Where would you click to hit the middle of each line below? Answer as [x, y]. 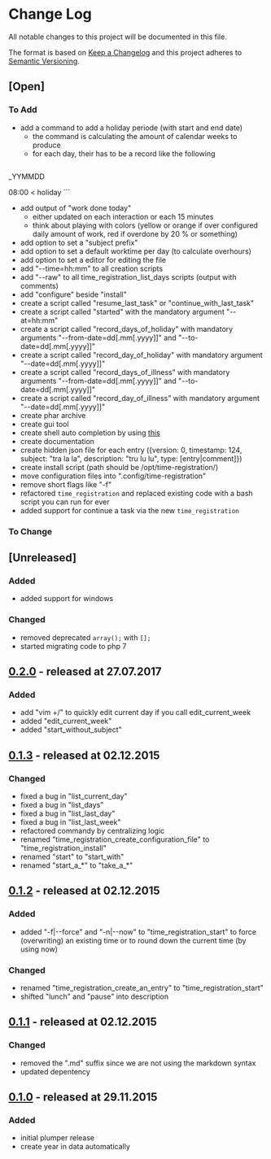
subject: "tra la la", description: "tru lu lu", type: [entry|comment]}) [131, 458]
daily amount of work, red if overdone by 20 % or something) [135, 233]
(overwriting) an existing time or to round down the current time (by [133, 940]
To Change [31, 531]
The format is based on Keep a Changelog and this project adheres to [125, 52]
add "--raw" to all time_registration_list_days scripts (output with [128, 277]
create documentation [57, 441]
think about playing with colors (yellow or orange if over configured [145, 225]
